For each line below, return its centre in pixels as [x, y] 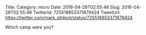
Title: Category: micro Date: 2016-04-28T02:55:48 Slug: [63, 7]
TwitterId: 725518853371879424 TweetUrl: [77, 12]
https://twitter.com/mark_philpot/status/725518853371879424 [69, 17]
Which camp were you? [29, 27]
